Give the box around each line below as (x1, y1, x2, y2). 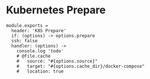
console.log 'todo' (16, 48, 64, 54)
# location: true (16, 68, 64, 74)
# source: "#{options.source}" (16, 58, 98, 64)
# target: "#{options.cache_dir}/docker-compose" (16, 63, 145, 69)
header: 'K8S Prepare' (11, 27, 67, 34)
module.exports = (6, 23, 48, 28)
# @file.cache (16, 53, 51, 59)
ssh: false (11, 38, 38, 44)
